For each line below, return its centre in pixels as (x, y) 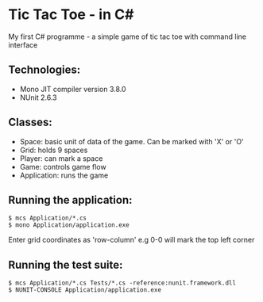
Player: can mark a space (61, 158)
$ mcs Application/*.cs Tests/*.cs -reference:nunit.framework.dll (122, 283)
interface (23, 44)
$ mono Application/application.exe (69, 225)
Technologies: (44, 70)
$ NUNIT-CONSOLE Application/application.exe (85, 290)
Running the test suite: (66, 264)
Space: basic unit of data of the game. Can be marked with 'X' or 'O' (131, 141)
